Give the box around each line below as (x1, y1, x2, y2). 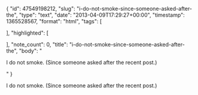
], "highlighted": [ (6, 29, 49, 36)
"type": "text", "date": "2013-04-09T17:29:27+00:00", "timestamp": (19, 11, 185, 19)
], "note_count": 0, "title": (6, 41, 68, 48)
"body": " (19, 47, 42, 54)
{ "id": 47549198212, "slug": (6, 5, 76, 12)
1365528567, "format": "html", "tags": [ (6, 18, 102, 24)
